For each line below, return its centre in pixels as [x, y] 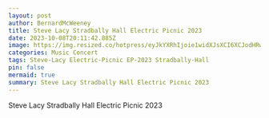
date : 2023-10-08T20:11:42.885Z [62, 38]
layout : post [30, 16]
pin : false [26, 68]
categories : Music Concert [53, 53]
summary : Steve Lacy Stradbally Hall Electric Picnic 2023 [109, 82]
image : [19, 45]
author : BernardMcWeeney [50, 23]
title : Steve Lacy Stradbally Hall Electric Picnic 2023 [105, 30]
